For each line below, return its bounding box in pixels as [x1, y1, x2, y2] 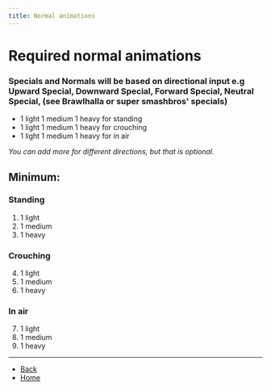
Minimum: [8, 170, 60, 184]
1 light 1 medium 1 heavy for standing [19, 114, 143, 124]
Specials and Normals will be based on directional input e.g [8, 75, 245, 86]
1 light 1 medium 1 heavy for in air [19, 131, 131, 141]
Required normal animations [8, 46, 202, 65]
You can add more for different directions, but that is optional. [8, 147, 215, 157]
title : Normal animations [8, 11, 95, 20]
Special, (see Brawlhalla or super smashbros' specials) [8, 95, 228, 107]
